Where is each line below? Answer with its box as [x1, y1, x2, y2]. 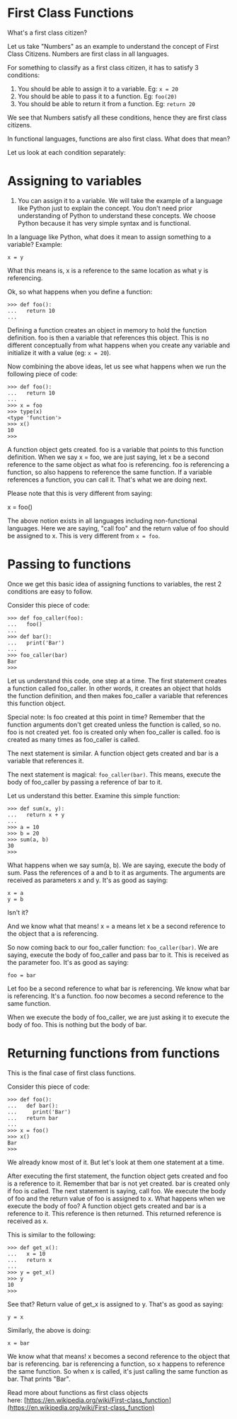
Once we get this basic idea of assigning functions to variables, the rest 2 [7, 579, 222, 588]
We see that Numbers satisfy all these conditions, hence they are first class [7, 113, 227, 122]
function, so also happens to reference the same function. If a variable [7, 468, 212, 476]
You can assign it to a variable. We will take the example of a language [17, 196, 223, 204]
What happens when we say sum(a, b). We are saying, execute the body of [7, 861, 226, 869]
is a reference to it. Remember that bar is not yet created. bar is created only [7, 1179, 230, 1188]
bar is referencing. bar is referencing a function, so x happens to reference [7, 1360, 225, 1368]
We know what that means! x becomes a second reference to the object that [7, 1352, 230, 1360]
